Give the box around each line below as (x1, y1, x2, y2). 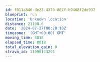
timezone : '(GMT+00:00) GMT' (5, 30, 66, 35)
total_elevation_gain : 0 (5, 44, 57, 49)
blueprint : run (5, 12, 37, 17)
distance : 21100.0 (5, 21, 44, 26)
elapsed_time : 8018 (5, 40, 46, 45)
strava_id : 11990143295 (5, 49, 55, 54)
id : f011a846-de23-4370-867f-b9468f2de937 (5, 7, 95, 12)
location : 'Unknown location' (5, 16, 69, 21)
